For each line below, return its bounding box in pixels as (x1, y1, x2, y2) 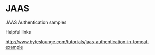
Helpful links (5, 29, 31, 35)
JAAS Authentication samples (5, 19, 67, 25)
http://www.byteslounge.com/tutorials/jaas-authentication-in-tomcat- (5, 38, 150, 45)
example (5, 44, 23, 50)
